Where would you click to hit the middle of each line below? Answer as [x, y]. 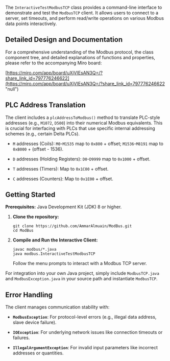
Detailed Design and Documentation [64, 40]
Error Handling [29, 295]
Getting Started [30, 195]
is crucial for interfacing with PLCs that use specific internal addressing [80, 128]
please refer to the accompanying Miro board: [54, 63]
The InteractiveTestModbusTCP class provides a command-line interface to [84, 7]
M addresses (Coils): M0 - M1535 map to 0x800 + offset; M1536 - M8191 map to [88, 143]
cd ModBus [23, 231]
